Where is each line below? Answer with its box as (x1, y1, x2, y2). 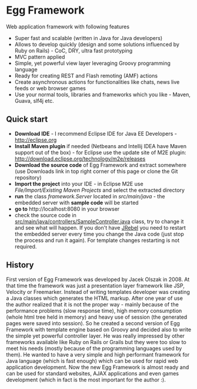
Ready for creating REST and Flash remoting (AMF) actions (14, 72, 158, 79)
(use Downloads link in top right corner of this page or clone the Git (14, 168, 178, 175)
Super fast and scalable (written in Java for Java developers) (14, 34, 163, 41)
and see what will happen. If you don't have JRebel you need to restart (14, 224, 186, 231)
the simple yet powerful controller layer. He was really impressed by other (6, 332, 185, 339)
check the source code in (14, 211, 76, 218)
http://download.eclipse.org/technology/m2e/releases (14, 155, 146, 162)
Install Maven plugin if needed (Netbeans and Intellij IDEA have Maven (14, 142, 187, 149)
